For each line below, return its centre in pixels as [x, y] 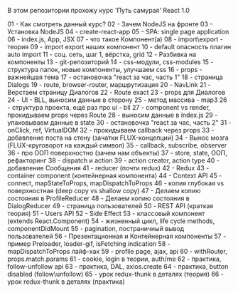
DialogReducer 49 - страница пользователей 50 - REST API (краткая [110, 206]
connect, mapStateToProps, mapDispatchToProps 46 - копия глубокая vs [116, 183]
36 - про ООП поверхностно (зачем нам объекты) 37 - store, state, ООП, [117, 153]
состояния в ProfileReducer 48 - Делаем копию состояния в [98, 198]
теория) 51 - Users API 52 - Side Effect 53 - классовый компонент [106, 214]
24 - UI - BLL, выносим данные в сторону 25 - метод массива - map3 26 [117, 100]
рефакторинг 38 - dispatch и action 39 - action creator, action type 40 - [114, 160]
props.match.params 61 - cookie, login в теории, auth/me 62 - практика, [114, 259]
